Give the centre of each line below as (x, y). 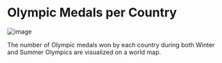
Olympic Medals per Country (92, 13)
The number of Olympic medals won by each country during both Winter (111, 45)
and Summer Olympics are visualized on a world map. (84, 52)
